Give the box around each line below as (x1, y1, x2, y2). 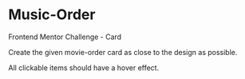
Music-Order (8, 6, 96, 24)
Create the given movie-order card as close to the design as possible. (8, 47, 238, 57)
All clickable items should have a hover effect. (8, 62, 160, 73)
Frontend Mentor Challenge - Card (8, 32, 122, 41)
